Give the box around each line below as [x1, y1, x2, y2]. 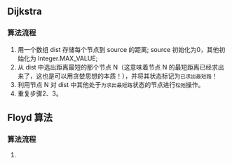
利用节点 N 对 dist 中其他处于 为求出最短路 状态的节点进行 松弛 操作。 [17, 80, 205, 88]
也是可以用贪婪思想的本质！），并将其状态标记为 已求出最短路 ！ [41, 72, 219, 80]
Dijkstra [7, 6, 42, 18]
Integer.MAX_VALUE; [37, 54, 98, 62]
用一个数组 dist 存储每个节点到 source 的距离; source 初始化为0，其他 [17, 45, 219, 53]
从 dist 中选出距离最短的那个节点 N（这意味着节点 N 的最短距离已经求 [17, 62, 219, 71]
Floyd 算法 [7, 112, 53, 124]
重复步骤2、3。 [17, 89, 62, 98]
